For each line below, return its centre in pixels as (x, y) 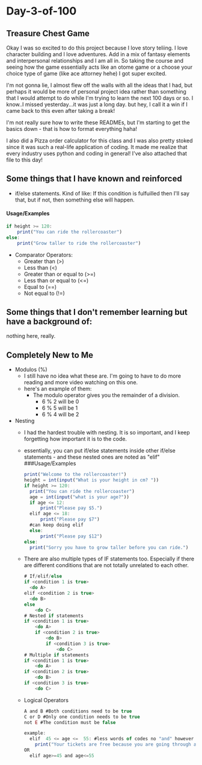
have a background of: (49, 321)
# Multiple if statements (56, 655)
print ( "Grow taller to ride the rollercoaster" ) (79, 243)
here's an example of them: (58, 389)
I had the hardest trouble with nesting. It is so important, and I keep (107, 433)
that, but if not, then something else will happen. (75, 200)
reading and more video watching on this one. (81, 382)
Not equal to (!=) (44, 293)
